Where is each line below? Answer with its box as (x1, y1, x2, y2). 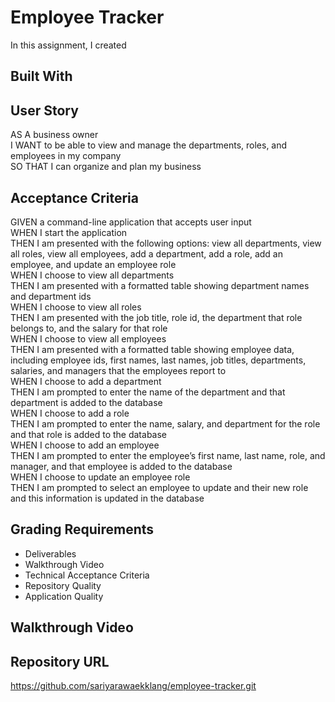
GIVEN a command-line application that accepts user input (10, 216, 252, 228)
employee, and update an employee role (10, 258, 177, 270)
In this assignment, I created (10, 39, 127, 51)
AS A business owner (10, 129, 99, 141)
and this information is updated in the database (10, 492, 205, 504)
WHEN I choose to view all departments (10, 269, 175, 281)
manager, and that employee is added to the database (10, 460, 233, 472)
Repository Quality (24, 579, 102, 591)
